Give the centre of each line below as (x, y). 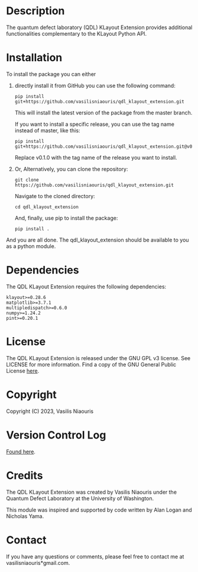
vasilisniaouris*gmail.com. (38, 563)
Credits (25, 475)
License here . (23, 371)
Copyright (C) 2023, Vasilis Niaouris (50, 411)
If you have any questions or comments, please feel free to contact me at (95, 557)
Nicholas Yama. (25, 516)
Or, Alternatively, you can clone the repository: (71, 169)
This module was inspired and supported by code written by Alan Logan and (99, 510)
